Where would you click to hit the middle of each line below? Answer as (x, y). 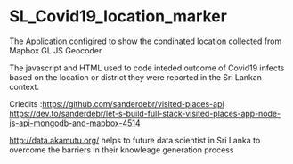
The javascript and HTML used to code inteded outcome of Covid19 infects (147, 68)
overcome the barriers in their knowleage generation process (122, 150)
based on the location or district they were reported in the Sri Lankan (136, 77)
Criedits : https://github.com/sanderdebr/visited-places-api (117, 103)
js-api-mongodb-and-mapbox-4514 (75, 123)
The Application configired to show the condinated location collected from (146, 41)
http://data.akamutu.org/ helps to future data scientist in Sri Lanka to (135, 140)
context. (24, 86)
